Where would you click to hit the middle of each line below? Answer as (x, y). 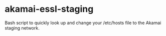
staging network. (22, 28)
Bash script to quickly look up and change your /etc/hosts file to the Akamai (83, 23)
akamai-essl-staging (49, 9)
